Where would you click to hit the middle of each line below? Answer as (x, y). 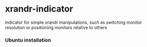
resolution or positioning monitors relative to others (56, 27)
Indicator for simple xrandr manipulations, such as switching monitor (73, 22)
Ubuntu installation (28, 40)
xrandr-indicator (39, 9)
